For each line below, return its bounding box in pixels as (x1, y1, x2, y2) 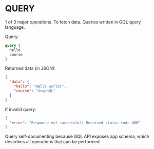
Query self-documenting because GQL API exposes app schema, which (5, 133, 150, 139)
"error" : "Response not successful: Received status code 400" (9, 120, 140, 125)
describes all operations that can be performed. (5, 139, 101, 145)
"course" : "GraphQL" (14, 89, 56, 93)
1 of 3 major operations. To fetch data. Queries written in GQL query (5, 19, 141, 25)
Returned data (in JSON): (5, 65, 56, 71)
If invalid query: (5, 106, 37, 112)
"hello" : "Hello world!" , (14, 84, 67, 89)
